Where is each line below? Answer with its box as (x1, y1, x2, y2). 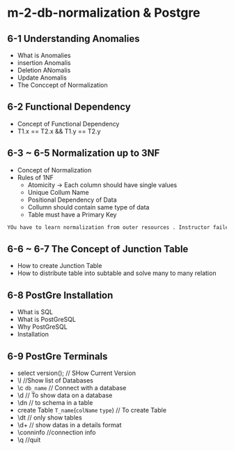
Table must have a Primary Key (27, 210, 117, 219)
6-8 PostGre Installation (7, 289, 114, 301)
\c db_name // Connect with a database (17, 383, 127, 392)
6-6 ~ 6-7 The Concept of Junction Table (7, 243, 189, 255)
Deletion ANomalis (17, 66, 71, 74)
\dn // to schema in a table (17, 398, 93, 406)
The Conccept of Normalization (17, 81, 108, 89)
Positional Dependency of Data (27, 195, 117, 204)
